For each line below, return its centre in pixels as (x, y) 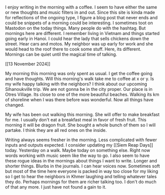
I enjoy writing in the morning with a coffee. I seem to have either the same (81, 7)
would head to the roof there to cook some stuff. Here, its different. (73, 49)
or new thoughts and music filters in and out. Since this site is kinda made (80, 12)
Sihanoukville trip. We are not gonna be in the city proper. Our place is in (79, 89)
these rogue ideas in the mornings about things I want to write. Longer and (81, 161)
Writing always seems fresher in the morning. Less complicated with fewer (81, 140)
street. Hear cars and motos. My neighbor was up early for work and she (79, 44)
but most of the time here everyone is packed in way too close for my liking (82, 171)
